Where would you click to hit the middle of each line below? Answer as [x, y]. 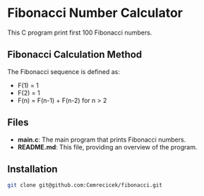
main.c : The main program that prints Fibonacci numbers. [102, 140]
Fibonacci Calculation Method [75, 55]
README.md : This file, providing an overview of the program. [107, 147]
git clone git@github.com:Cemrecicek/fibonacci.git [85, 185]
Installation [32, 169]
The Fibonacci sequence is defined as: [64, 71]
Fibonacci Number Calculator [95, 13]
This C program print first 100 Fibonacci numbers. [80, 32]
